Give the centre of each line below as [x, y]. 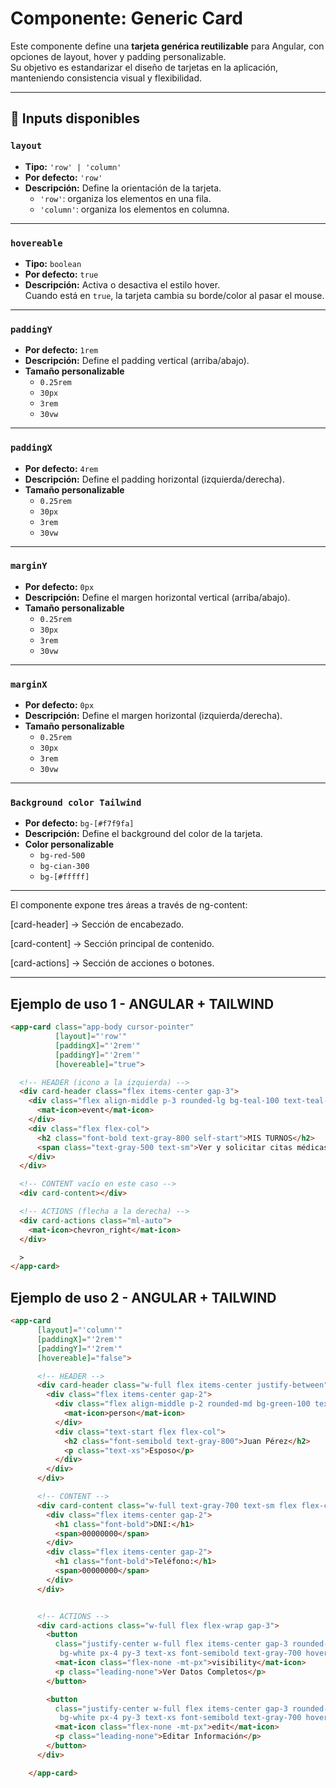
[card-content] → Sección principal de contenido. [112, 944]
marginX [29, 684]
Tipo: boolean [53, 263]
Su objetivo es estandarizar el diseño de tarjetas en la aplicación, [144, 67]
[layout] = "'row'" [91, 1037]
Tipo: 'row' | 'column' [73, 166]
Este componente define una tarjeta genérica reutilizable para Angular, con [167, 46]
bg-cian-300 [64, 867]
